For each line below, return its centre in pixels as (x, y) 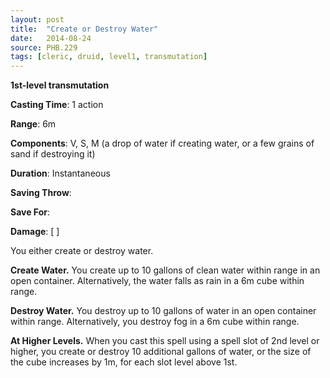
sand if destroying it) (53, 154)
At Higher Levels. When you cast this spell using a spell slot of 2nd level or (165, 341)
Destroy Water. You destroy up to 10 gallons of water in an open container (163, 311)
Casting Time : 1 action (57, 105)
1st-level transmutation (60, 85)
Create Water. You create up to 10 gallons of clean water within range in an (165, 270)
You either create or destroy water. (82, 251)
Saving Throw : (41, 193)
